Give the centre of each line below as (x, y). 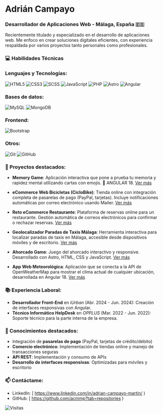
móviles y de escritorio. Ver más (45, 242)
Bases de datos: (24, 97)
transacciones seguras (35, 352)
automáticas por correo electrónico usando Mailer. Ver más (72, 202)
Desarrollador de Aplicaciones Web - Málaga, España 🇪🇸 (75, 24)
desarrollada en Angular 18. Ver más (49, 277)
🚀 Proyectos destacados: (35, 167)
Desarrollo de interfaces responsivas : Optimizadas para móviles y (80, 362)
